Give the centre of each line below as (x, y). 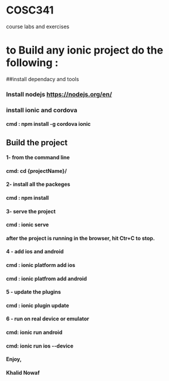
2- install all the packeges (38, 184)
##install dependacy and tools (43, 79)
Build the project (37, 143)
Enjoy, (14, 359)
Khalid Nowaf (23, 372)
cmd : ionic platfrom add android (46, 278)
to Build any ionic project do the (84, 50)
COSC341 (30, 10)
